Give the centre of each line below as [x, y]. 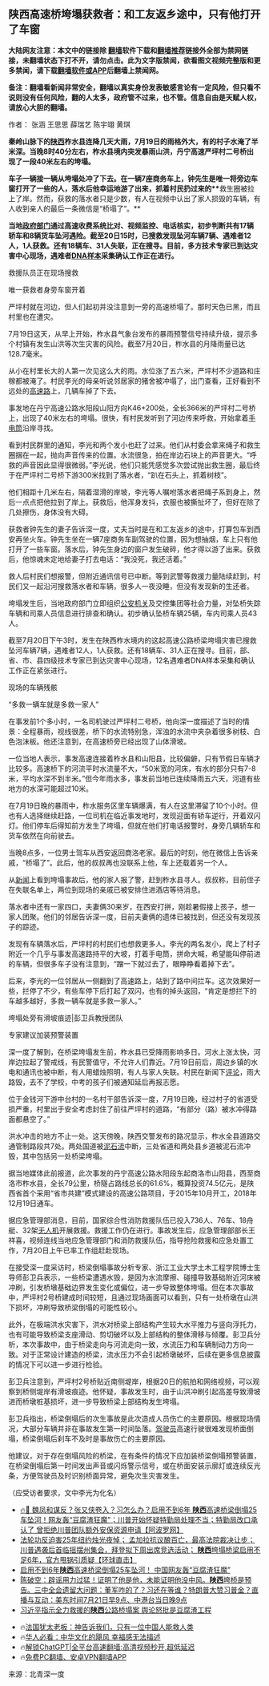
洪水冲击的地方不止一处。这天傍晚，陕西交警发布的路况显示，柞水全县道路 [131, 1135]
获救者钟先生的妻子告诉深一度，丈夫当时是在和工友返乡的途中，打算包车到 [131, 529]
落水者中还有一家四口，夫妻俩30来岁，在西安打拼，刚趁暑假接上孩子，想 [128, 906]
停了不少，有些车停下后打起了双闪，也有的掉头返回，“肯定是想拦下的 [143, 990]
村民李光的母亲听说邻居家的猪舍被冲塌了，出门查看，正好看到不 [155, 381]
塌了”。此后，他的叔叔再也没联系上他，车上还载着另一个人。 [132, 862]
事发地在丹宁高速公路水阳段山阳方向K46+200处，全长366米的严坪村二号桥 [132, 408]
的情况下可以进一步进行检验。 [57, 1364]
